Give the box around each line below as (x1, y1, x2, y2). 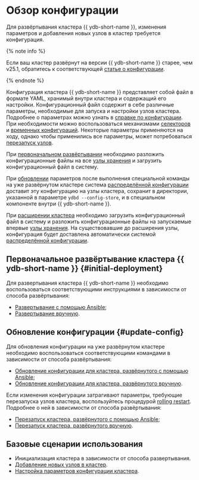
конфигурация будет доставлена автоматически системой (6, 230, 156, 238)
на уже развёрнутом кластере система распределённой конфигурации (6, 181, 189, 188)
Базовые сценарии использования (6, 439, 143, 449)
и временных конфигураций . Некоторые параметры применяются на (6, 126, 184, 133)
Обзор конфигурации (6, 4, 119, 17)
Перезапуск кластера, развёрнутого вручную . (14, 422, 133, 429)
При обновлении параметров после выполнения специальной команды (6, 174, 189, 182)
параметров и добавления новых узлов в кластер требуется (6, 29, 161, 36)
